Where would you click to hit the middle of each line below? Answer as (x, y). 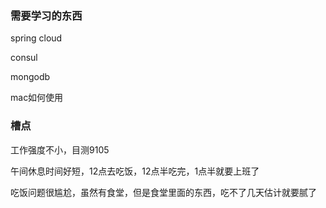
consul (24, 58)
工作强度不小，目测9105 (60, 149)
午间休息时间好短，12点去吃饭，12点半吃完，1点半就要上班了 (135, 171)
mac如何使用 (37, 98)
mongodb (30, 77)
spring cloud (36, 38)
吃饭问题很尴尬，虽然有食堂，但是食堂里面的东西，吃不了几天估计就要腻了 (163, 192)
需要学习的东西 (46, 15)
